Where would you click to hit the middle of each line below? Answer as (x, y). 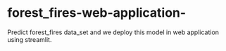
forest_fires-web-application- (97, 13)
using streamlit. (30, 39)
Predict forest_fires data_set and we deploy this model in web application (113, 32)
